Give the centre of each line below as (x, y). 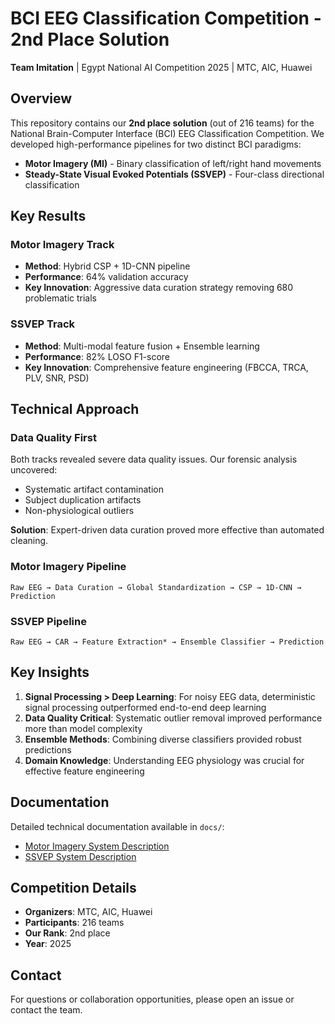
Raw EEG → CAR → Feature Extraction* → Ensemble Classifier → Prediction (167, 642)
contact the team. (46, 1010)
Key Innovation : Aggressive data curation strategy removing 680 (159, 288)
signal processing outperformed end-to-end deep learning (145, 707)
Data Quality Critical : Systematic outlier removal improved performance (173, 718)
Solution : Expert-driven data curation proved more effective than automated (167, 530)
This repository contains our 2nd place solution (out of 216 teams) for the (162, 123)
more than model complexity (83, 728)
